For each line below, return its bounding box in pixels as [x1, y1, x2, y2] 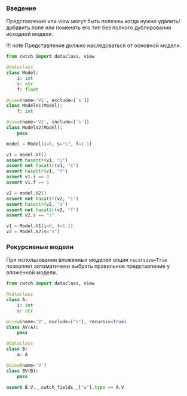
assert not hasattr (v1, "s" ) [6, 163, 79, 169]
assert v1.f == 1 [6, 180, 50, 185]
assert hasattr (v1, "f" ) [6, 168, 68, 174]
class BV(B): [6, 368, 39, 374]
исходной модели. [6, 30, 54, 38]
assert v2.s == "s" [6, 212, 55, 218]
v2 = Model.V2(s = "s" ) [6, 228, 60, 235]
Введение [6, 4, 37, 13]
